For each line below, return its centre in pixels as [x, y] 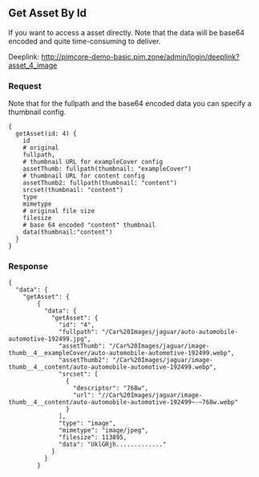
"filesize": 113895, [93, 438]
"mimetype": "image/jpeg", [104, 430]
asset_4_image [33, 65]
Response [28, 267]
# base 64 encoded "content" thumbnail [89, 225]
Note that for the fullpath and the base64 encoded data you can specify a [130, 104]
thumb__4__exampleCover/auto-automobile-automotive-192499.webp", [121, 353]
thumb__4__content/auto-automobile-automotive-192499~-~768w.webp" [123, 402]
